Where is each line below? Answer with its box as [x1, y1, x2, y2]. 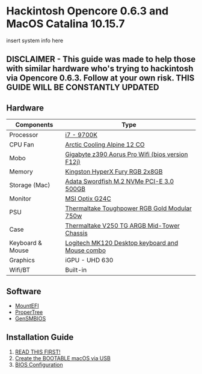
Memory [9, 167, 33, 176]
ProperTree [14, 308, 43, 316]
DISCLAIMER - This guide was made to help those [6, 54, 196, 64]
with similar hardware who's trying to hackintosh [6, 64, 194, 74]
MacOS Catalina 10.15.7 [6, 17, 125, 31]
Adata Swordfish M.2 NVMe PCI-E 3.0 [65, 177, 174, 185]
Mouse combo [65, 246, 106, 255]
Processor [9, 131, 38, 139]
